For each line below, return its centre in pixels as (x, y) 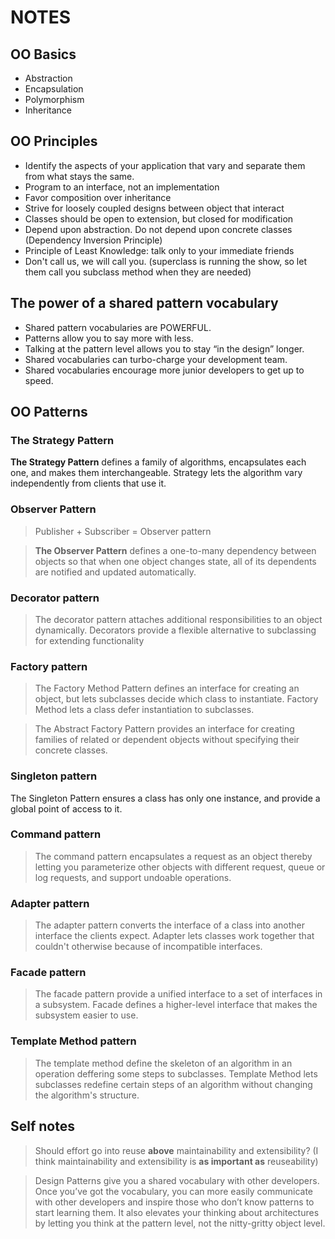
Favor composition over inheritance (98, 197)
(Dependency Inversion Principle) (93, 240)
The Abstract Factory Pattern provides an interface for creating (164, 729)
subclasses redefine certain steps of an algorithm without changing (173, 1084)
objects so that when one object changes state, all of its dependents (175, 561)
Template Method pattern (73, 1041)
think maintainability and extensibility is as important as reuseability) (176, 1161)
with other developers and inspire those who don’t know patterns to (174, 1202)
